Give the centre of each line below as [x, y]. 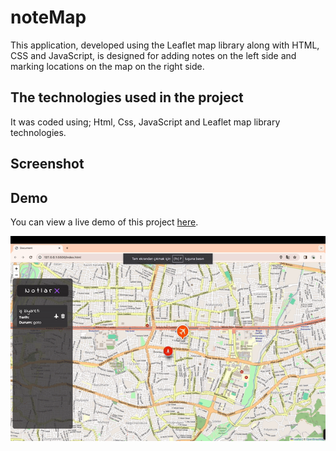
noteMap [48, 17]
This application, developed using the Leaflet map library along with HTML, [165, 45]
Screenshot [47, 164]
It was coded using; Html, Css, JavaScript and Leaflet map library [145, 122]
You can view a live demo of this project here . [104, 222]
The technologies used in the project [127, 97]
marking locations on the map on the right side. [107, 66]
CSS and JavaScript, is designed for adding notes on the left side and [153, 55]
